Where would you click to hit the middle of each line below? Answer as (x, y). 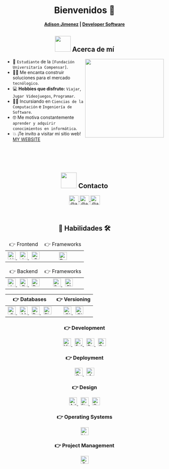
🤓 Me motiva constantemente (43, 117)
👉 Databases (29, 299)
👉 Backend (24, 271)
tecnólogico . (26, 83)
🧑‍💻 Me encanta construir (38, 72)
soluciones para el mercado (41, 77)
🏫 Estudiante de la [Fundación (43, 61)
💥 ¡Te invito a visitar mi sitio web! (47, 133)
